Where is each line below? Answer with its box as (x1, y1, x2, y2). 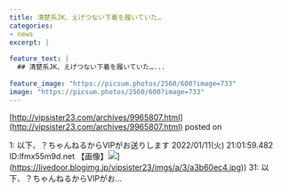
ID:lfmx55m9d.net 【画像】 (9, 150, 109, 161)
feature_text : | (9, 54, 69, 63)
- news (9, 29, 34, 38)
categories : (9, 21, 53, 30)
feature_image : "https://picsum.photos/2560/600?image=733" (9, 79, 238, 88)
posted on (184, 121, 222, 132)
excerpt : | (9, 37, 50, 47)
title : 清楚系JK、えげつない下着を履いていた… (9, 12, 162, 22)
